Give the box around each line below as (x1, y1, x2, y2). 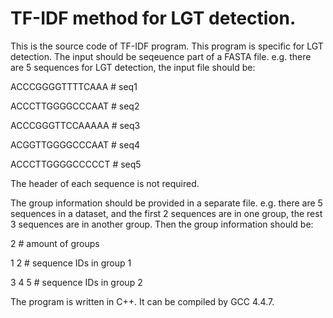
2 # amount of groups (10, 237, 100, 249)
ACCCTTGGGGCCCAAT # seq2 (10, 100, 140, 112)
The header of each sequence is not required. (10, 177, 200, 189)
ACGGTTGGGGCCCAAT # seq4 (10, 138, 141, 151)
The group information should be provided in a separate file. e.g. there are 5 (10, 197, 323, 209)
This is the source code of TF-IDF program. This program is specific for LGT (10, 40, 324, 52)
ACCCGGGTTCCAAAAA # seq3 (10, 119, 141, 131)
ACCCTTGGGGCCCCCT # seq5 (10, 158, 142, 170)
